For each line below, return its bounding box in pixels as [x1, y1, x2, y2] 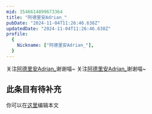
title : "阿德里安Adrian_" [6, 14, 68, 20]
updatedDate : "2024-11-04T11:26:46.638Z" [6, 25, 111, 32]
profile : [6, 31, 28, 37]
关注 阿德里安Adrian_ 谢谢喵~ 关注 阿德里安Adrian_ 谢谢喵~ [6, 65, 147, 72]
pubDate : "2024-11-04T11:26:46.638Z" [6, 20, 101, 26]
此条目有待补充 [6, 85, 62, 95]
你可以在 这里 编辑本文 [6, 101, 59, 109]
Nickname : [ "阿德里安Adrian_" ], [17, 43, 94, 49]
